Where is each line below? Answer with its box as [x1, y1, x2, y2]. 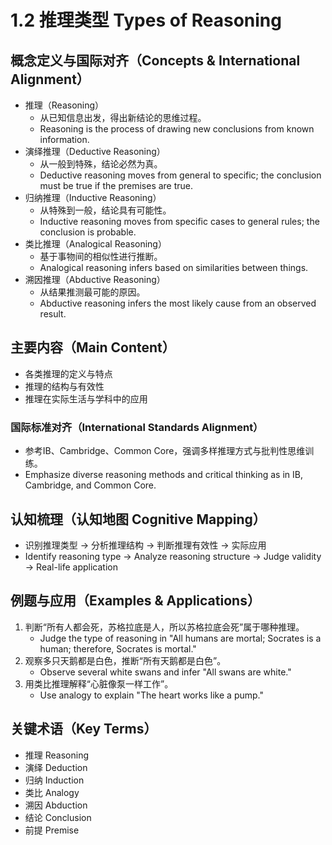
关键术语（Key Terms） [10, 721, 158, 738]
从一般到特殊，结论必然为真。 [39, 158, 163, 170]
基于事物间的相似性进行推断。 [39, 251, 163, 262]
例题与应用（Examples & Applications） [10, 592, 261, 610]
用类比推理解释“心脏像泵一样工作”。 [24, 677, 174, 690]
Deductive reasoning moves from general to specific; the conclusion [39, 169, 322, 181]
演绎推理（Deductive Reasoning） [24, 146, 166, 157]
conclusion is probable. [39, 226, 137, 238]
